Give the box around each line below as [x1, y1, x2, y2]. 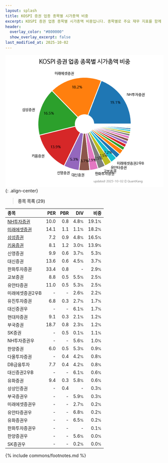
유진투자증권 [7, 298, 32, 304]
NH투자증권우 [7, 338, 35, 344]
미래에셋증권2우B [7, 290, 42, 296]
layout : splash [5, 8, 37, 13]
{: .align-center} [5, 187, 39, 193]
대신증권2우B [7, 369, 34, 375]
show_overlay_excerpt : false [10, 35, 71, 40]
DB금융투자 [7, 362, 30, 368]
